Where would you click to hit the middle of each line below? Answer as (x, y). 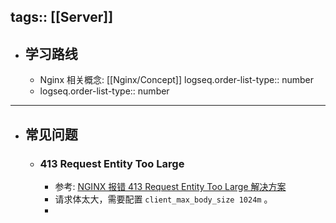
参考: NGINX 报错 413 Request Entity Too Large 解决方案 (170, 186)
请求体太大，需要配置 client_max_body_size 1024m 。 (163, 199)
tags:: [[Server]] (62, 17)
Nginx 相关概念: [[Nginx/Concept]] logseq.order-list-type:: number (177, 80)
